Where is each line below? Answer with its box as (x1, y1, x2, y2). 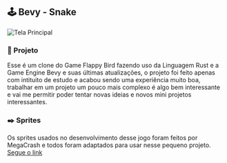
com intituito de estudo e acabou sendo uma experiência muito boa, (7, 76, 201, 84)
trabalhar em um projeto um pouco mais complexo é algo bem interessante (7, 83, 221, 92)
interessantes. (7, 98, 48, 106)
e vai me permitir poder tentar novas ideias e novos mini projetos (7, 90, 192, 99)
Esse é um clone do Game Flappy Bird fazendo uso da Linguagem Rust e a (7, 61, 219, 70)
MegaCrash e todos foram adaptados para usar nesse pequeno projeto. (7, 141, 212, 149)
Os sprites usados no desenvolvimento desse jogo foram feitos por (7, 134, 198, 142)
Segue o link (7, 148, 43, 157)
